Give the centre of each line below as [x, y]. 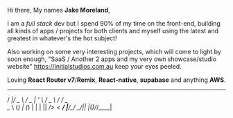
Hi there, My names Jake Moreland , [59, 10]
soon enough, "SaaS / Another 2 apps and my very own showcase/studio [112, 59]
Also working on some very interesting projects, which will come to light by [114, 52]
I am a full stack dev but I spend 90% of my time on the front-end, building [114, 23]
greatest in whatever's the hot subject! [62, 38]
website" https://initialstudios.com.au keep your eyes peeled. [94, 66]
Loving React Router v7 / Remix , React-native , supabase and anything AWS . [116, 80]
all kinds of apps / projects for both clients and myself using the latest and [113, 31]
